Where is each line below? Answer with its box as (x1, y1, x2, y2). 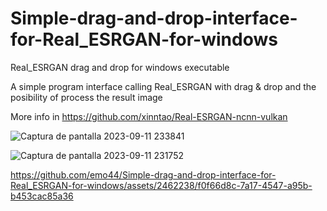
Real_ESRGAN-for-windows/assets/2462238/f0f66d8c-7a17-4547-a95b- (10, 179, 313, 191)
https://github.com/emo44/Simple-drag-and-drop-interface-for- (10, 168, 277, 181)
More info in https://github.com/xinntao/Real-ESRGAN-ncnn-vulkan (10, 110, 288, 122)
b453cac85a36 (10, 190, 74, 202)
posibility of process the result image (10, 91, 163, 103)
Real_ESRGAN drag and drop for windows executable (10, 61, 230, 73)
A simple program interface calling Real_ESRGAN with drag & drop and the (10, 80, 317, 92)
